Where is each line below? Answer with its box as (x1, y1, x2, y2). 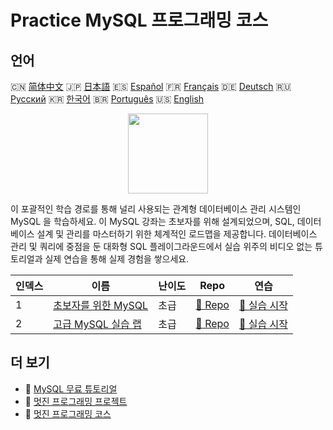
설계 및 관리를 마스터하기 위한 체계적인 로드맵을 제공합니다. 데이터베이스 (36, 228, 318, 240)
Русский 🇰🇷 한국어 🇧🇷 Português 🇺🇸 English (10, 93, 205, 105)
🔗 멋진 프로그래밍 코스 (24, 407, 112, 420)
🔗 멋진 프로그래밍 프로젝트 (24, 395, 128, 407)
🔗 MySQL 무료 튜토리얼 (24, 382, 118, 395)
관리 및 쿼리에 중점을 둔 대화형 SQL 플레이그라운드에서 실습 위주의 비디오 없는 (10, 241, 313, 252)
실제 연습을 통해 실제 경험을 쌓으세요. (44, 253, 190, 265)
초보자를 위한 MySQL (53, 299, 149, 312)
